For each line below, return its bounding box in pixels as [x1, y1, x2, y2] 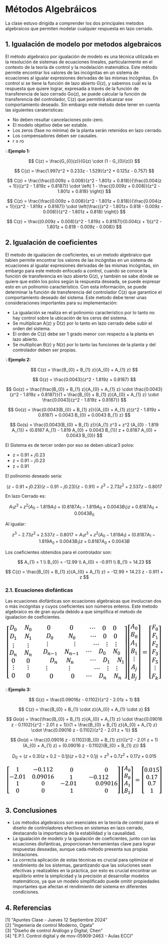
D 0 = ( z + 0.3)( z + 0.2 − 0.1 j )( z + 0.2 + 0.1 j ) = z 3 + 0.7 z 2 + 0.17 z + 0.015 [12, 752, 156, 760]
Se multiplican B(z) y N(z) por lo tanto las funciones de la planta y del [12, 341, 156, 347]
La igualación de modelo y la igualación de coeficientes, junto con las [12, 835, 156, 841]
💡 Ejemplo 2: [5, 356, 31, 362]
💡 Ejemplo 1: [5, 148, 30, 154]
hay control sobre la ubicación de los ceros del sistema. [12, 315, 128, 321]
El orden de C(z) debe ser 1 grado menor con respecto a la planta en [12, 331, 154, 337]
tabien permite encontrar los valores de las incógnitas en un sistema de [5, 257, 153, 263]
